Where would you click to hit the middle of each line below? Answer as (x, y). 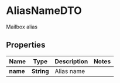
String (40, 71)
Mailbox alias (22, 27)
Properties (26, 45)
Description (71, 61)
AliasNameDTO (44, 11)
